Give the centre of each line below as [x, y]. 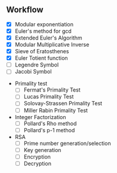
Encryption [37, 157]
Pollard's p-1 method [49, 130]
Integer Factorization [41, 117]
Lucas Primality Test [49, 97]
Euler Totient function [41, 58]
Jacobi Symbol [33, 72]
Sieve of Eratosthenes [42, 51]
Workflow [25, 10]
